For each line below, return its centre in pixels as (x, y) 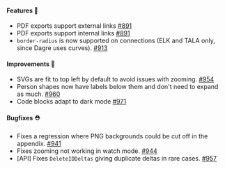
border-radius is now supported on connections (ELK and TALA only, (116, 41)
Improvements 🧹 (31, 64)
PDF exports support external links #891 (74, 26)
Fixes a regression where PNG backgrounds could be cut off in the (112, 136)
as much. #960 (38, 94)
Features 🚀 (23, 10)
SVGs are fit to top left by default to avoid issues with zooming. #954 (115, 79)
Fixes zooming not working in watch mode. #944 (87, 151)
